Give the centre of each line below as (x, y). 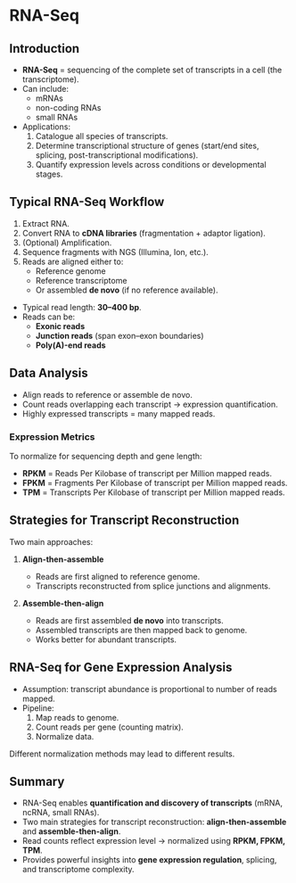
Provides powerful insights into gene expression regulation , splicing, (149, 860)
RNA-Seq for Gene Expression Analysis (121, 668)
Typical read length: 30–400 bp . (82, 307)
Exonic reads (60, 326)
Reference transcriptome (81, 280)
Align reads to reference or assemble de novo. (107, 394)
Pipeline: (38, 708)
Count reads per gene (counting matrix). (110, 727)
